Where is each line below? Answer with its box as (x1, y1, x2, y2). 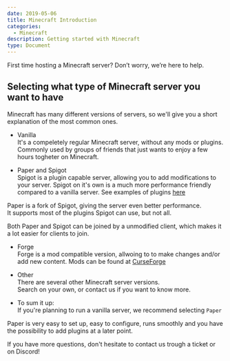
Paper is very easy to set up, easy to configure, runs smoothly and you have (7, 319, 224, 327)
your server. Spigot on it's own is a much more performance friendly (17, 180, 211, 189)
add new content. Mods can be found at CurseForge (17, 257, 167, 265)
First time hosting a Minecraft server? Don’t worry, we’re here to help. (7, 61, 205, 69)
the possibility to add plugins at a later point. (7, 327, 133, 335)
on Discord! (7, 347, 40, 355)
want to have (7, 92, 64, 103)
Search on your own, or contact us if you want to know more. (17, 285, 191, 293)
